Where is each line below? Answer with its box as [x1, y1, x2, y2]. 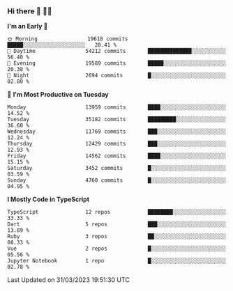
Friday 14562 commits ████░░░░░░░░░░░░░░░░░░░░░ [7, 152, 227, 159]
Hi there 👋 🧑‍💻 [7, 6, 52, 16]
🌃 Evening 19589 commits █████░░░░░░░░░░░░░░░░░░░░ [7, 60, 227, 67]
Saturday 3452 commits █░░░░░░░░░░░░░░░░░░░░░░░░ [7, 165, 227, 172]
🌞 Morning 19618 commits [7, 36, 128, 42]
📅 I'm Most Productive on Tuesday [7, 91, 110, 99]
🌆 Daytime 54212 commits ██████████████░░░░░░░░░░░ [7, 48, 227, 55]
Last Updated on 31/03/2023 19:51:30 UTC [7, 276, 130, 284]
